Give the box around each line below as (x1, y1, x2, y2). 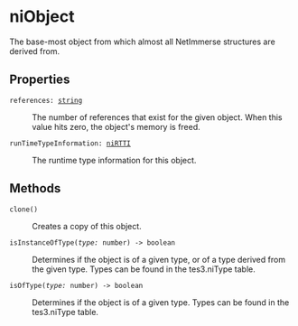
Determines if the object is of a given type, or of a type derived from (32, 254, 286, 265)
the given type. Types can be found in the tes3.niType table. (32, 264, 256, 275)
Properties (9, 72, 70, 88)
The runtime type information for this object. (32, 154, 197, 165)
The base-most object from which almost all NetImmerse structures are (9, 36, 275, 47)
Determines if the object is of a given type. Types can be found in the (32, 296, 290, 308)
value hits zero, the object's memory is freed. (32, 121, 200, 132)
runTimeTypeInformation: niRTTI (9, 138, 131, 148)
